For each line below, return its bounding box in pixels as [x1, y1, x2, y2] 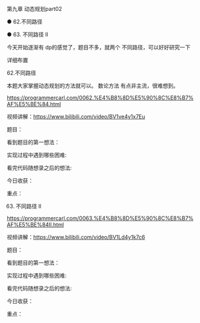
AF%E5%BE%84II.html [7, 221, 64, 228]
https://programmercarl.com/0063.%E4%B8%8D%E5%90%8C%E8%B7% [7, 215, 194, 222]
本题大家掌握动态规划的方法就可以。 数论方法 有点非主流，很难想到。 [7, 82, 179, 89]
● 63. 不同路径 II [7, 31, 49, 38]
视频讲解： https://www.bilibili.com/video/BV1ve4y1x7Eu [7, 113, 145, 120]
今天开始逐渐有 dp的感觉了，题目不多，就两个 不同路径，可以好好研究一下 [7, 44, 191, 51]
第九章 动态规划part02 [7, 5, 62, 12]
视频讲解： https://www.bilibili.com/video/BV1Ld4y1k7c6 [7, 234, 145, 240]
